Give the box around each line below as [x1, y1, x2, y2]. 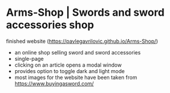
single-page [14, 55, 44, 62]
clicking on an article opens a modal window [14, 61, 122, 68]
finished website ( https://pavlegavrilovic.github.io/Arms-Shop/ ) [6, 37, 158, 44]
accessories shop [6, 18, 95, 32]
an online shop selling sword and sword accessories [14, 49, 141, 56]
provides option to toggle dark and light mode [14, 67, 125, 74]
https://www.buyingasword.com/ [14, 80, 94, 87]
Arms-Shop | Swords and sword [6, 6, 165, 19]
